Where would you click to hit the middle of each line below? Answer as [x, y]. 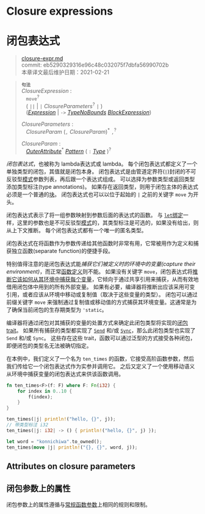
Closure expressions [60, 11]
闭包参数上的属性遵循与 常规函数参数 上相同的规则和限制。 [78, 504]
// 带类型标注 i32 [27, 425]
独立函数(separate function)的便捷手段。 [63, 251]
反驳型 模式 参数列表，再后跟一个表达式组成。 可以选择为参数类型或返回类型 [101, 179]
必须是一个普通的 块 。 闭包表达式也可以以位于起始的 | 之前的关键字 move [96, 194]
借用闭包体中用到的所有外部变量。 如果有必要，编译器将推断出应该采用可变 [101, 287]
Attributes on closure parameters [71, 466]
